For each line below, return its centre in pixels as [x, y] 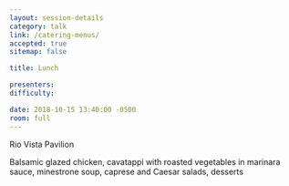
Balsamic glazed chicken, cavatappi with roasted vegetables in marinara [145, 161]
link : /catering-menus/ [55, 35]
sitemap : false [38, 52]
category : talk [38, 26]
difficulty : [32, 93]
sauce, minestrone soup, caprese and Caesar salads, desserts [127, 171]
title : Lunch [34, 68]
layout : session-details [57, 18]
